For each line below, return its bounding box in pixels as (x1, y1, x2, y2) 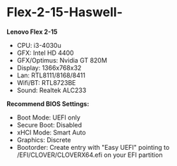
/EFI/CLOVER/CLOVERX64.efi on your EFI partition (16, 151, 163, 159)
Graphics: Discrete (16, 135, 71, 144)
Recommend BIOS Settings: (6, 99, 90, 108)
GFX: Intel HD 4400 (16, 49, 75, 57)
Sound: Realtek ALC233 (16, 86, 87, 94)
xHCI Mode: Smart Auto (16, 128, 86, 136)
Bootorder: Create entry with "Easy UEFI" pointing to (16, 143, 170, 151)
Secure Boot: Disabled (16, 120, 83, 129)
